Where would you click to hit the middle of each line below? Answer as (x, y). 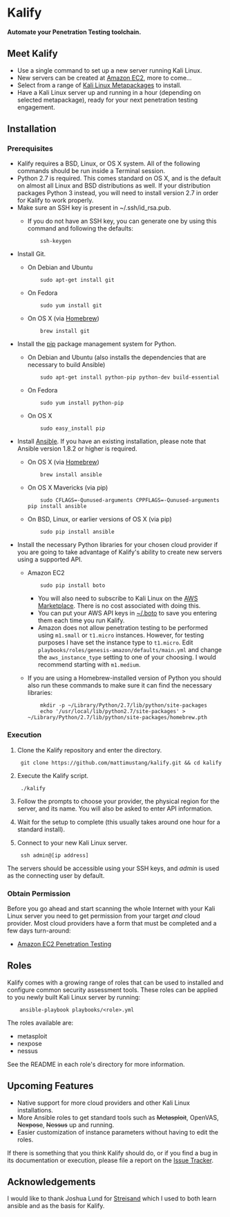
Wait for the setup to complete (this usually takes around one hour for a (119, 822)
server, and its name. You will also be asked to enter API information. (115, 809)
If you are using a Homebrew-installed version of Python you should (124, 678)
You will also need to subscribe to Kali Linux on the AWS (118, 598)
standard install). (41, 829)
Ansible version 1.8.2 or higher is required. (77, 449)
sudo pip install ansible (78, 532)
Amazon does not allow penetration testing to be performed (123, 628)
